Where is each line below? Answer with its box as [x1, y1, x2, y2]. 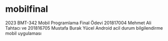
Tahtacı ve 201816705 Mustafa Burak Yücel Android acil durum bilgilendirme [5, 25, 163, 31]
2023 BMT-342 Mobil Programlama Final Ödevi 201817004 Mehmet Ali [5, 20, 152, 26]
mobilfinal [5, 3, 48, 15]
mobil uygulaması [5, 30, 42, 36]
